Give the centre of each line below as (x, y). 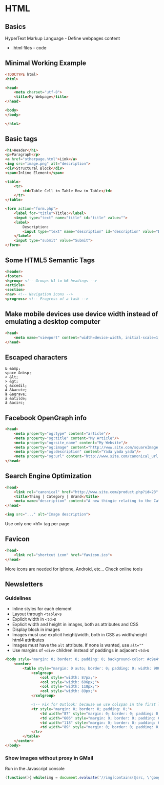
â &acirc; (15, 403)
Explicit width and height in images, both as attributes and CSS (75, 625)
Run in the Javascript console (35, 769)
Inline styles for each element (42, 609)
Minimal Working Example (46, 63)
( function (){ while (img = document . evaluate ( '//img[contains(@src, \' (78, 778)
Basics (15, 27)
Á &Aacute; (16, 390)
